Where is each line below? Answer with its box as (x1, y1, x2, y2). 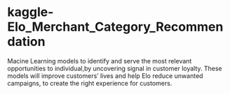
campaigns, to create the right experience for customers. (7, 79, 172, 87)
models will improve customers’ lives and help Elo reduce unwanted (7, 71, 203, 80)
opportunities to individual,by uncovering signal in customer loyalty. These (7, 64, 222, 72)
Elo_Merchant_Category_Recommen (7, 19, 224, 35)
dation (7, 34, 46, 49)
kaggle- (7, 4, 54, 20)
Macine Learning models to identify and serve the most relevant (7, 56, 192, 65)
